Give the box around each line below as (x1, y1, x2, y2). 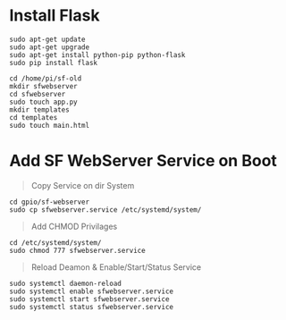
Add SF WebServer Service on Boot (9, 151, 277, 171)
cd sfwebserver (9, 89, 66, 98)
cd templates (9, 113, 58, 122)
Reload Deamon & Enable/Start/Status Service (30, 261, 202, 273)
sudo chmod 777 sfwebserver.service (9, 246, 146, 255)
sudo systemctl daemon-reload (9, 279, 122, 288)
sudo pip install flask (9, 58, 98, 67)
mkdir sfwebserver (9, 81, 78, 90)
